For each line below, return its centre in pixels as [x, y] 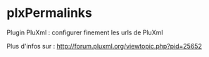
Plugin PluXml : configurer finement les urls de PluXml [85, 32]
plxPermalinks [50, 13]
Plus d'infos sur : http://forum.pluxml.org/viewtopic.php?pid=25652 [104, 46]
